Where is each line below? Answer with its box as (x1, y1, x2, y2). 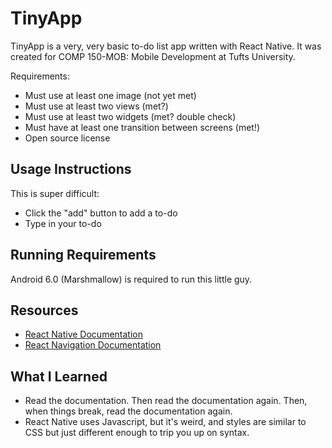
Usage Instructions (10, 161, 132, 178)
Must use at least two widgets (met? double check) (24, 110, 237, 122)
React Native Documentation (24, 328, 143, 341)
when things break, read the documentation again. (24, 405, 233, 417)
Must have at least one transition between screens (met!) (24, 121, 261, 133)
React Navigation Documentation (24, 339, 162, 351)
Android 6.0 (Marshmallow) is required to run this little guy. (10, 273, 253, 285)
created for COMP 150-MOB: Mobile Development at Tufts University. (10, 50, 296, 62)
